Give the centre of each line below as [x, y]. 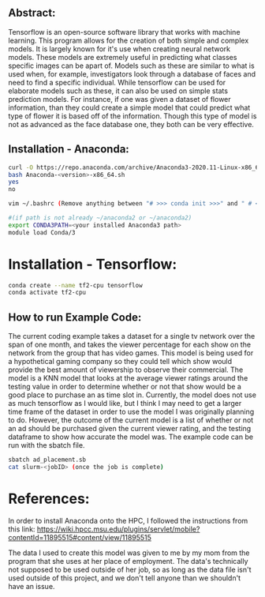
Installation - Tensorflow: [93, 264]
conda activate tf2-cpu [47, 293]
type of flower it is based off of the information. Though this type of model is [132, 116]
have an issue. [32, 586]
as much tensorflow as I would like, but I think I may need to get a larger [125, 404]
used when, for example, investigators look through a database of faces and [132, 73]
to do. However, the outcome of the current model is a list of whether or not [131, 420]
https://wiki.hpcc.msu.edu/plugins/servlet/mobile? [118, 529]
